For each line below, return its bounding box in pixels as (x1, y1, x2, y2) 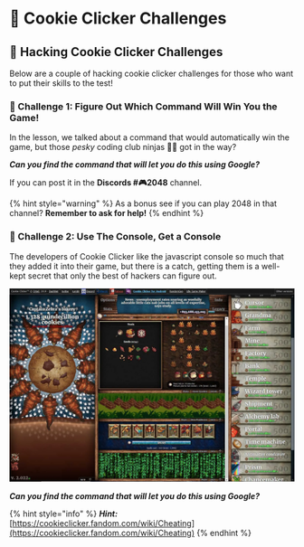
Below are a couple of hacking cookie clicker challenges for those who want (9, 68, 294, 79)
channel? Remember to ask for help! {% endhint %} (9, 208, 204, 219)
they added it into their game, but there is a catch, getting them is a (9, 260, 260, 271)
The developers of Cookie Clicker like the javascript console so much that (9, 250, 285, 261)
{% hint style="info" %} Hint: (9, 508, 119, 519)
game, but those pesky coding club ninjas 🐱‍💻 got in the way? (9, 142, 237, 153)
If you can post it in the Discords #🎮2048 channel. (9, 177, 202, 188)
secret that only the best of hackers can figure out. (27, 270, 217, 281)
